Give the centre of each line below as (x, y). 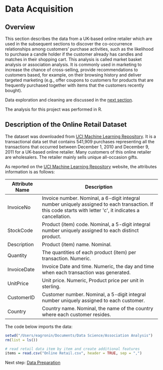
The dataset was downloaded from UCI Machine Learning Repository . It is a (81, 136)
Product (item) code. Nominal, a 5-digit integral (96, 224)
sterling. (51, 286)
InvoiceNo (19, 207)
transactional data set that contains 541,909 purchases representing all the (80, 141)
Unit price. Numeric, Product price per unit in (93, 280)
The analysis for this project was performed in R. (54, 109)
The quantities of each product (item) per (89, 252)
